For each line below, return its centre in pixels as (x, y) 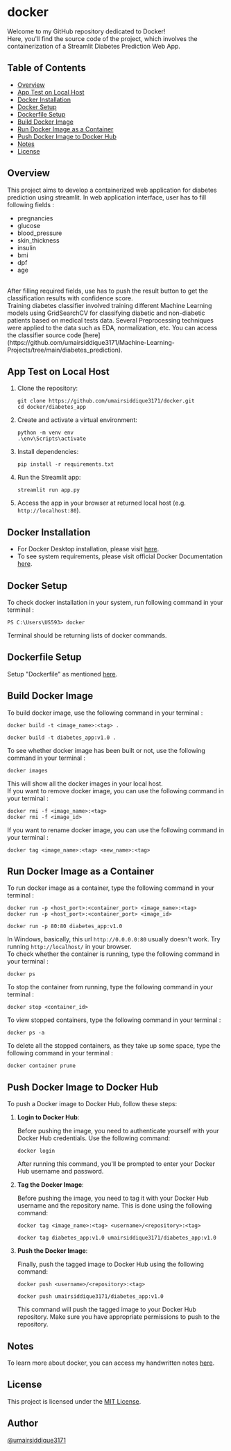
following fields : (31, 204)
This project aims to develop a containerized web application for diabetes (112, 190)
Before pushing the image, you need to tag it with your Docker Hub (113, 1198)
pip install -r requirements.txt (66, 464)
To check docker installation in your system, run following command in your (115, 602)
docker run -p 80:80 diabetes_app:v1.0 (65, 926)
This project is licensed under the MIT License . (74, 1401)
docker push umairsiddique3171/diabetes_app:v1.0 (91, 1297)
